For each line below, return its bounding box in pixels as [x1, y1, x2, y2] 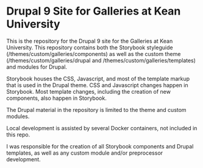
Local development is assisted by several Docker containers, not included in [6, 124, 198, 131]
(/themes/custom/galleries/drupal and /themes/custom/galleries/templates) [6, 57, 196, 64]
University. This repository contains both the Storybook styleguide [6, 44, 173, 51]
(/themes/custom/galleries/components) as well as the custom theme [6, 50, 181, 57]
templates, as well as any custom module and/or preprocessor [6, 149, 163, 156]
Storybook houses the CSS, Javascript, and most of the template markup [6, 75, 190, 82]
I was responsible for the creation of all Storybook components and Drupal [6, 142, 194, 150]
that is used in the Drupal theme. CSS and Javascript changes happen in [6, 81, 188, 89]
